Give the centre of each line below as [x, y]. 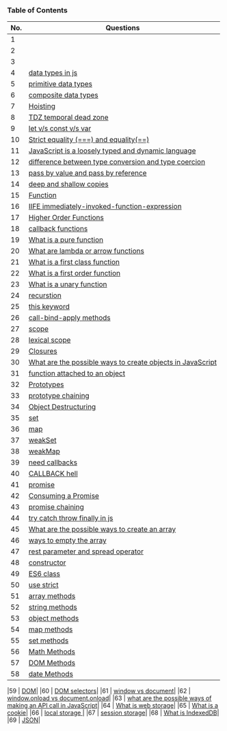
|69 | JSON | [24, 720]
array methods [52, 596]
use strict [43, 585]
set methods [49, 641]
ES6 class [44, 574]
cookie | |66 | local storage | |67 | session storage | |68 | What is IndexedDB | [113, 713]
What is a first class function [74, 262]
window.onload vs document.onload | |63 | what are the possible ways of [109, 698]
